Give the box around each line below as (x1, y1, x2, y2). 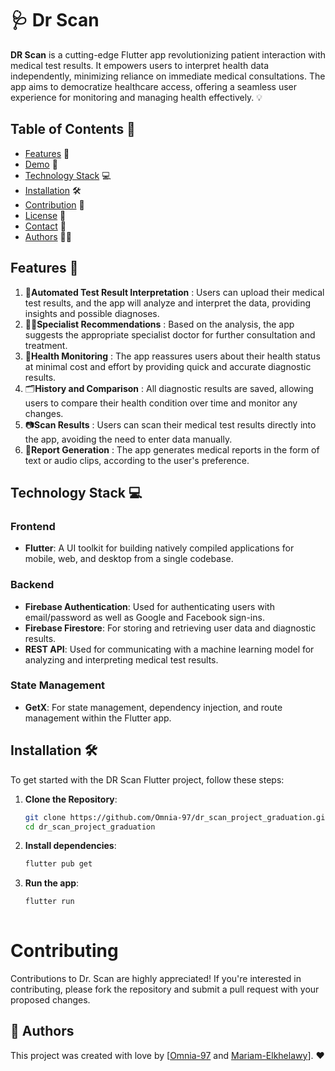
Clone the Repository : (24, 793, 118, 805)
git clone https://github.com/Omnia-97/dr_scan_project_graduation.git (24, 812, 330, 822)
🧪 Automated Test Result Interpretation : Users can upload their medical (24, 286, 325, 298)
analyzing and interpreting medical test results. (24, 653, 219, 666)
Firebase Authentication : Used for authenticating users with (24, 600, 275, 612)
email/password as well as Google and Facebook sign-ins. (24, 611, 265, 623)
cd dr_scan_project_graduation (24, 822, 156, 832)
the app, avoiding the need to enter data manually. (24, 433, 233, 445)
